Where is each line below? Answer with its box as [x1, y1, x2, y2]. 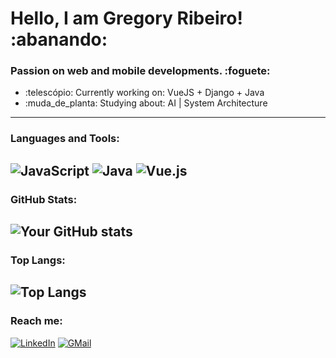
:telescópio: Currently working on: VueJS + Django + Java [24, 87, 265, 99]
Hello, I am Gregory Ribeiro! [10, 7, 243, 30]
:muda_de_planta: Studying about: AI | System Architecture [24, 97, 268, 109]
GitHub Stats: [10, 192, 78, 206]
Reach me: [10, 314, 63, 328]
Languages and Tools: [10, 132, 120, 146]
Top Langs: [10, 253, 66, 267]
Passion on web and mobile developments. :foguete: [10, 64, 271, 78]
